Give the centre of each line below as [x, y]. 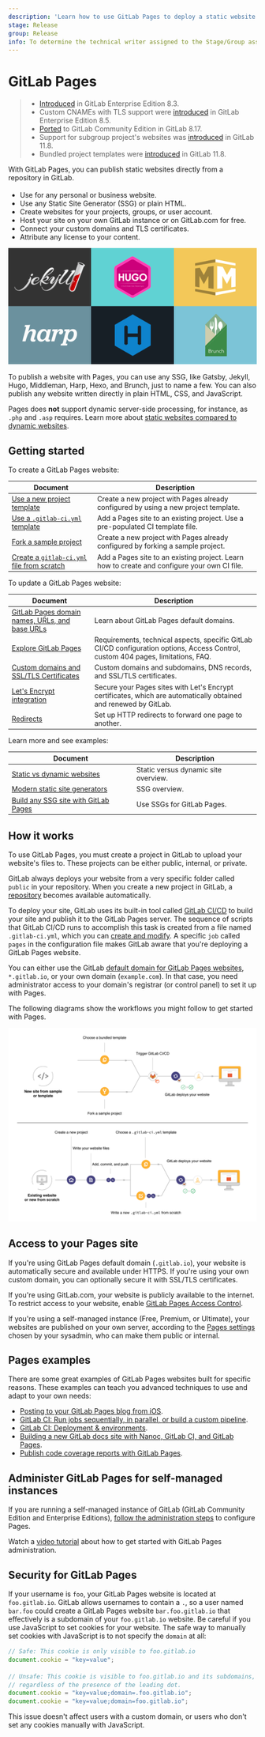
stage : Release [33, 25]
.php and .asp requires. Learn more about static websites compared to [123, 417]
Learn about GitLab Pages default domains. [164, 620]
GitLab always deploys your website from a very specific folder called [121, 878]
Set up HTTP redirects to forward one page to [168, 715]
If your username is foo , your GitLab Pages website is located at [112, 1594]
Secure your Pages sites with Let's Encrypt [164, 687]
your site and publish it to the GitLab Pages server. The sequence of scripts [131, 919]
